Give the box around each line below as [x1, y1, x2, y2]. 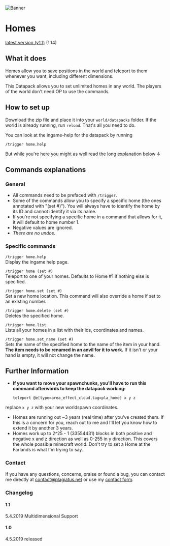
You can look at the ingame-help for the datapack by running [5, 132, 133, 138]
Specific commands [5, 243, 56, 250]
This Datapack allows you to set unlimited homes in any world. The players [5, 83, 161, 89]
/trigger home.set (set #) [5, 288, 62, 294]
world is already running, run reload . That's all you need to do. [5, 122, 136, 128]
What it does [5, 54, 47, 63]
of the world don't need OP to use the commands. [5, 88, 110, 94]
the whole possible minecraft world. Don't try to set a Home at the [12, 441, 151, 447]
